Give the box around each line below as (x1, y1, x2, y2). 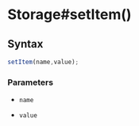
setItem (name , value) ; (7, 58, 79, 66)
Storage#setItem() (7, 6, 132, 24)
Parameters (7, 77, 53, 88)
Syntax (7, 37, 44, 51)
